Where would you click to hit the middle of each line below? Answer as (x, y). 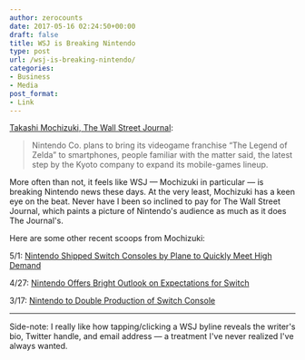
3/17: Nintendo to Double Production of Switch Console (113, 301)
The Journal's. (36, 221)
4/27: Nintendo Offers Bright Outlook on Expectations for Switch (129, 283)
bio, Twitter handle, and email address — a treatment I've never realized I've (152, 336)
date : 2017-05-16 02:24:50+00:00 (73, 26)
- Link (22, 102)
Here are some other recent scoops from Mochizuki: (108, 238)
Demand (25, 266)
